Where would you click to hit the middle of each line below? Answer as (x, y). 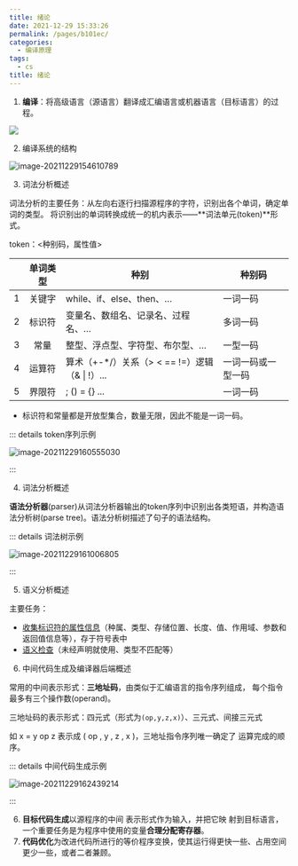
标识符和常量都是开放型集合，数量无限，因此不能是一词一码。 (135, 415)
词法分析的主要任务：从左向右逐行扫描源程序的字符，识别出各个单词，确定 (145, 203)
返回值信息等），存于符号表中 (74, 638)
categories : (31, 42)
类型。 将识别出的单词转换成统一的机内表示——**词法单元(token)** (147, 214)
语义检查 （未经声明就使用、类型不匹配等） (100, 649)
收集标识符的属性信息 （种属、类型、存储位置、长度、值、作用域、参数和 (154, 627)
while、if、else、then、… (119, 298)
